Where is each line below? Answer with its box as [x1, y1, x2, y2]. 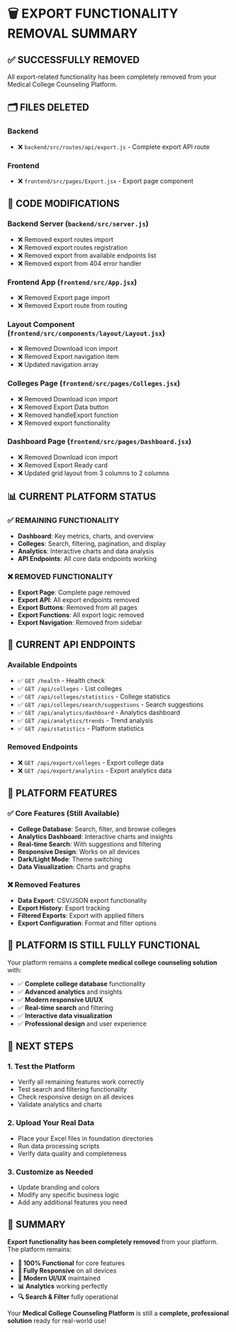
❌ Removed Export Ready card [17, 460, 108, 469]
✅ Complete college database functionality [17, 979, 146, 988]
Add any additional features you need [17, 1198, 128, 1206]
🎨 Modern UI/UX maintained [17, 1274, 101, 1282]
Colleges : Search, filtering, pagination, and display [17, 539, 167, 548]
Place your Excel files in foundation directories [17, 1134, 154, 1143]
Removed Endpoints [7, 742, 78, 752]
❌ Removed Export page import [17, 293, 110, 301]
